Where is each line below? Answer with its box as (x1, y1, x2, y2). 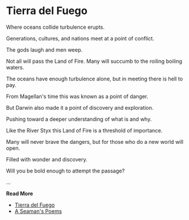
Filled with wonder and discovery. (6, 155, 88, 163)
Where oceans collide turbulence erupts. (6, 23, 105, 31)
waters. (6, 63, 25, 71)
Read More (6, 189, 33, 197)
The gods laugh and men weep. (6, 46, 83, 53)
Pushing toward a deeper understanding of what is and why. (6, 116, 152, 123)
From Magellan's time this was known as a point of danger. (6, 93, 148, 100)
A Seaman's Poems (14, 207, 62, 215)
